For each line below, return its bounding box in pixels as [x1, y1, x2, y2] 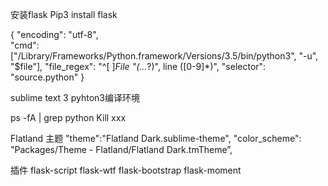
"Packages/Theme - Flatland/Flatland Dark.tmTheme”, [10, 144, 233, 155]
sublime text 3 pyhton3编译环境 [10, 92, 140, 103]
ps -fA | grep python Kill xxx [10, 112, 127, 123]
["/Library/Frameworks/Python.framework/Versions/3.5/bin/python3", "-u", [10, 50, 319, 62]
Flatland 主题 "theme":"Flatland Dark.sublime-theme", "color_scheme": [10, 133, 302, 144]
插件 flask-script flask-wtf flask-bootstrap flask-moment [10, 164, 242, 176]
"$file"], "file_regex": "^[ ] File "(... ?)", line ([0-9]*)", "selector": [10, 61, 267, 72]
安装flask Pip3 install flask [10, 9, 118, 20]
